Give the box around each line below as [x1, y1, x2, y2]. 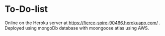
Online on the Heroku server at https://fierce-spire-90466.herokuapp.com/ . [4, 20, 161, 26]
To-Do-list [4, 3, 48, 15]
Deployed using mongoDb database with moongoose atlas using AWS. [4, 25, 150, 31]
